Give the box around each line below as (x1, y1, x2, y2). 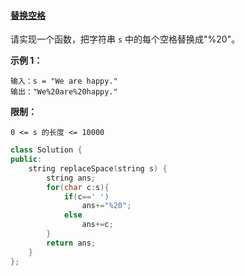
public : (10, 155, 43, 165)
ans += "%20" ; (81, 201, 132, 211)
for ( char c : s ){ (46, 182, 110, 192)
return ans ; (46, 238, 97, 248)
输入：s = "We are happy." (10, 76, 118, 87)
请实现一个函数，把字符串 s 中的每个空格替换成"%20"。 (10, 33, 241, 45)
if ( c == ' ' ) (63, 191, 110, 202)
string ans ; (46, 173, 97, 183)
